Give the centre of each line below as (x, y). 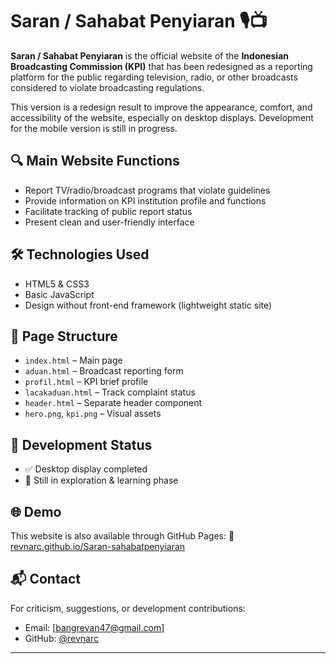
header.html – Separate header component (113, 403)
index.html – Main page (73, 360)
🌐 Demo (36, 511)
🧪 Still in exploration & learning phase (101, 480)
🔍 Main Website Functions (95, 161)
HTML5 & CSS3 (57, 284)
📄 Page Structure (64, 336)
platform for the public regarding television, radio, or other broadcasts (154, 77)
